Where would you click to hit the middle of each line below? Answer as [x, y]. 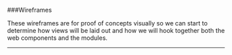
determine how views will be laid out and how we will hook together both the [116, 31]
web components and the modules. [58, 38]
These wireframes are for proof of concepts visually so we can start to [108, 23]
